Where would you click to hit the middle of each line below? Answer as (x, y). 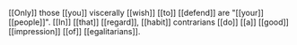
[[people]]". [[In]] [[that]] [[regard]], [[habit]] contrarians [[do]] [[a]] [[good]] (148, 22)
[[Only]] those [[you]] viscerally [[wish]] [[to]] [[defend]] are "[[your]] (136, 13)
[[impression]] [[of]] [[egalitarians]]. (74, 31)
